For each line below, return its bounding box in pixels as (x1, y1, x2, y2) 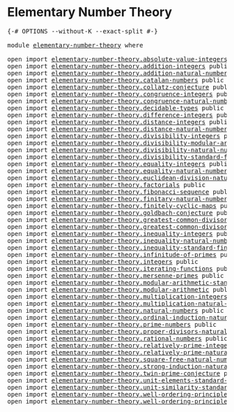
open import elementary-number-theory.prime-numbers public (7, 321, 217, 328)
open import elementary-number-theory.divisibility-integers (7, 132, 221, 140)
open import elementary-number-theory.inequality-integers (7, 230, 214, 237)
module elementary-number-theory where (7, 41, 143, 49)
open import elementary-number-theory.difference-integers (7, 111, 214, 119)
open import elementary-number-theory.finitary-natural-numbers (7, 195, 232, 203)
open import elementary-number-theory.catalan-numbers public (7, 76, 224, 84)
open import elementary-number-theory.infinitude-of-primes (7, 251, 217, 258)
